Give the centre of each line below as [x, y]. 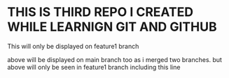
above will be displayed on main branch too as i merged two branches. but [115, 59]
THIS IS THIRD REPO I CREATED [100, 12]
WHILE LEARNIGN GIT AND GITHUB [112, 27]
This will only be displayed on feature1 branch [73, 46]
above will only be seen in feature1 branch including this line [94, 67]
